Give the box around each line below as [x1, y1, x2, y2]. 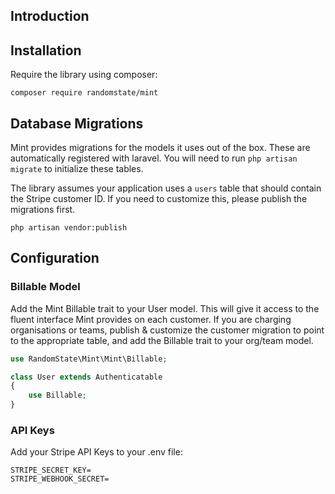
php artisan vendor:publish [10, 223, 128, 233]
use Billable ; [28, 390, 87, 401]
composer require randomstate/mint [10, 88, 159, 98]
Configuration [10, 250, 100, 267]
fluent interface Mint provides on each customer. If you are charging [10, 313, 292, 325]
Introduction [10, 8, 90, 25]
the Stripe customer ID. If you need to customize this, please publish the [10, 193, 308, 205]
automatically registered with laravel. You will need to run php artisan [10, 152, 298, 164]
